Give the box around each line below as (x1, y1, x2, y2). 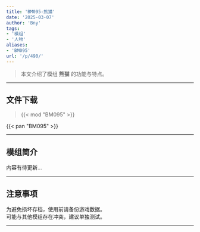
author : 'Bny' (6, 20, 42, 26)
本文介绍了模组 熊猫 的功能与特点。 (20, 70, 108, 78)
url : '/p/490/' (6, 53, 44, 59)
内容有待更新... (6, 164, 43, 171)
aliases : (6, 42, 28, 48)
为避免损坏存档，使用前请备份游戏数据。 (6, 206, 105, 213)
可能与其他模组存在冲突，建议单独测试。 (6, 213, 105, 221)
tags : (6, 25, 20, 32)
